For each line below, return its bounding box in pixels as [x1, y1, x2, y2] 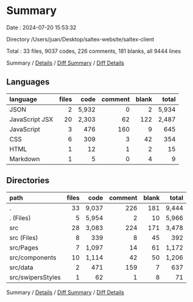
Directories [6, 175, 50, 186]
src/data [9, 263, 33, 272]
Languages [6, 77, 50, 87]
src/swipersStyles [9, 273, 61, 281]
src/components [9, 253, 57, 262]
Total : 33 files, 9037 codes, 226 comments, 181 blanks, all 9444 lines [6, 47, 181, 55]
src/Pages [9, 243, 38, 251]
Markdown [9, 155, 40, 163]
